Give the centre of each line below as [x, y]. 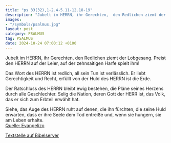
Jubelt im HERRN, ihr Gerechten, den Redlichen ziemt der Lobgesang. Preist [86, 58]
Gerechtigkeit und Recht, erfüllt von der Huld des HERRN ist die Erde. [78, 78]
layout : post [19, 29]
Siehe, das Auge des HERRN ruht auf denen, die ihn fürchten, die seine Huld [86, 109]
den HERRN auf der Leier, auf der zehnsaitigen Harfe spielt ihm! [72, 63]
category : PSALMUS [25, 34]
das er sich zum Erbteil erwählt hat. [43, 99]
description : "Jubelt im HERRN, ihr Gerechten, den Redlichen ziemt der [86, 15]
